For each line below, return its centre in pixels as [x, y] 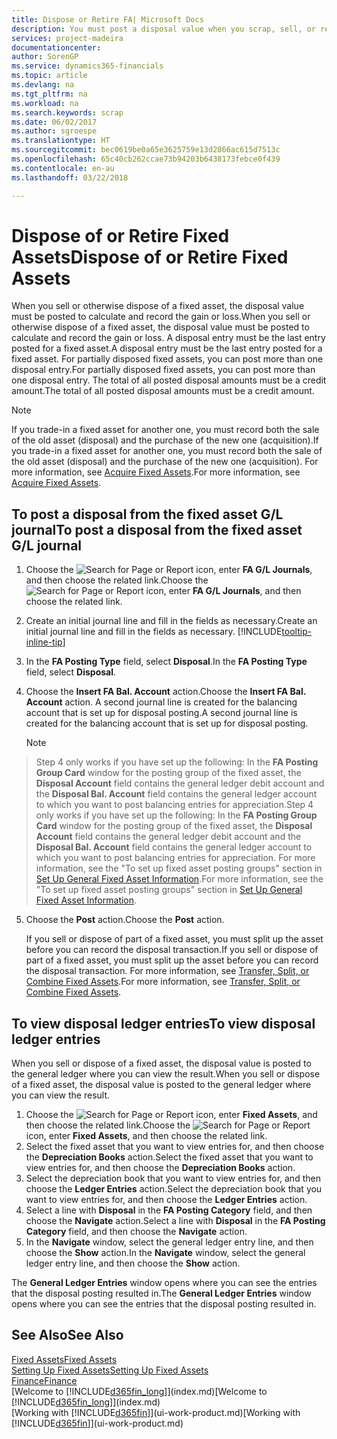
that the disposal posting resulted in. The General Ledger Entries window [161, 1293]
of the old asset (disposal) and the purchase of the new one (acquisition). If [165, 440]
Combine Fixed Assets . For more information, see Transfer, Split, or [163, 982]
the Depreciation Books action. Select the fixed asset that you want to [169, 1157]
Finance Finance [44, 1380]
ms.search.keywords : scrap [67, 112]
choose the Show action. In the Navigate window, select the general [165, 1253]
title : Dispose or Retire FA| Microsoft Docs [107, 19]
